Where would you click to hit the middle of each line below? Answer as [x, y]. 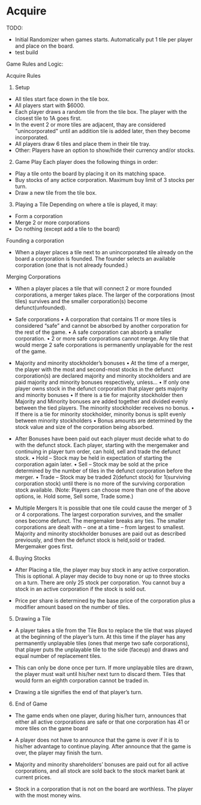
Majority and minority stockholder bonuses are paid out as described [100, 533]
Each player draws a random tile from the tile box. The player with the [101, 111]
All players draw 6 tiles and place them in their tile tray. [82, 143]
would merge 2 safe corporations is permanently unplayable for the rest [104, 345]
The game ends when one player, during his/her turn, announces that [100, 715]
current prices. [33, 777]
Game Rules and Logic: [35, 64]
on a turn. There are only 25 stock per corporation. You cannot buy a [100, 582]
